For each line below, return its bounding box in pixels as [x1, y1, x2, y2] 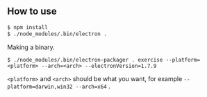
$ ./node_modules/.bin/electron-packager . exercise [7, 56, 163, 63]
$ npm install [7, 24, 49, 30]
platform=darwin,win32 [7, 83, 73, 90]
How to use [7, 6, 57, 17]
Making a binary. [7, 43, 56, 51]
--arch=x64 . [75, 82, 111, 90]
